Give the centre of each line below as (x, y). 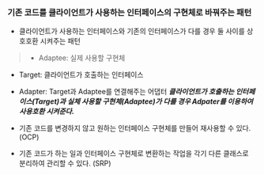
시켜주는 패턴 (60, 41)
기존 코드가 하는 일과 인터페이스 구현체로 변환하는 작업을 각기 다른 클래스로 (134, 154)
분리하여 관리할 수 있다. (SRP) (65, 163)
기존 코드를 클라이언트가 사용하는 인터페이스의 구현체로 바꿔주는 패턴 (130, 12)
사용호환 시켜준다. (46, 112)
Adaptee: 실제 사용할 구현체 (82, 58)
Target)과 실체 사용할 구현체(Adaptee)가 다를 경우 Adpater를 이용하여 (144, 101)
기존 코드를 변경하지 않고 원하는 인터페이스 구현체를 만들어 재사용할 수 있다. (135, 128)
